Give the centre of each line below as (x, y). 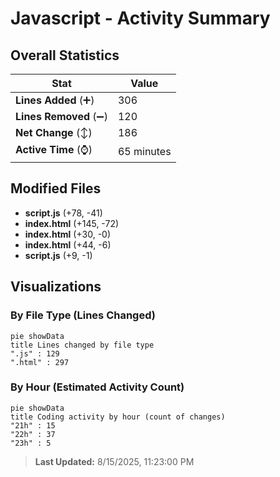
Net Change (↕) (54, 132)
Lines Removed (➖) (61, 116)
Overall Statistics (65, 55)
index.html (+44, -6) (68, 244)
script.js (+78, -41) (63, 213)
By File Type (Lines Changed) (83, 315)
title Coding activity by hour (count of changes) (118, 417)
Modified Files (56, 188)
